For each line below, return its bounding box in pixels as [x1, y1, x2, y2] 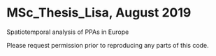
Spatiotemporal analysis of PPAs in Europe [6, 28, 129, 36]
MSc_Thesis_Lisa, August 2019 [6, 5, 192, 21]
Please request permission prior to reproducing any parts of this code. [6, 41, 209, 49]
